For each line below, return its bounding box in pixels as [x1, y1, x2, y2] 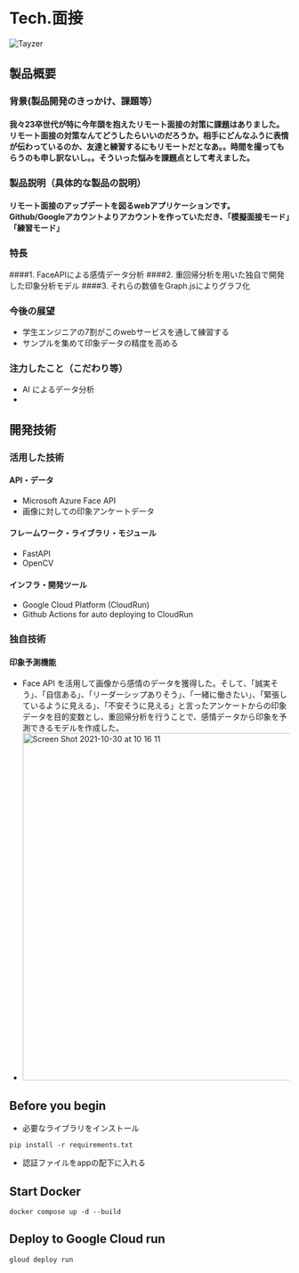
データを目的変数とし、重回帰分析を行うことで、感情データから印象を [21, 712, 279, 722]
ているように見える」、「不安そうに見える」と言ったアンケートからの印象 [21, 700, 287, 711]
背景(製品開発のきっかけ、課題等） [9, 95, 158, 108]
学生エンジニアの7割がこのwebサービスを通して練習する [21, 326, 230, 337]
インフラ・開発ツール [9, 579, 87, 590]
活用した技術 [9, 451, 65, 463]
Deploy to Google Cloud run [9, 1231, 166, 1247]
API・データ [9, 475, 54, 486]
